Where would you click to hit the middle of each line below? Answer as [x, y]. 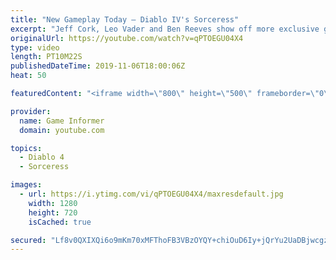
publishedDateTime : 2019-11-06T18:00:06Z [98, 66]
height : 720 [53, 212]
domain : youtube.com [62, 130]
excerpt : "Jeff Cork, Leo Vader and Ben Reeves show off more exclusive [165, 29]
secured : [28, 240]
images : [26, 185]
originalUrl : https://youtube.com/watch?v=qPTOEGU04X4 [127, 38]
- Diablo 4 [42, 157]
